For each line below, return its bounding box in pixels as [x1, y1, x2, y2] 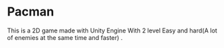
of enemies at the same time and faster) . [7, 33, 123, 41]
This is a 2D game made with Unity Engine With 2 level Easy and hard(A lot [7, 26, 217, 34]
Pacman [7, 4, 55, 20]
